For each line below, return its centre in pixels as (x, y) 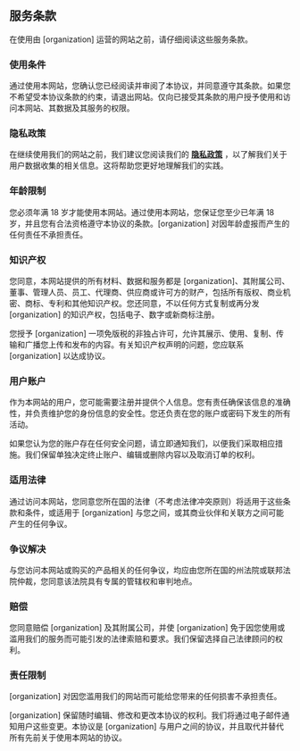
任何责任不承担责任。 (48, 234)
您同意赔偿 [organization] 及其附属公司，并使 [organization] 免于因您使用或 (147, 628)
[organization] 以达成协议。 (59, 356)
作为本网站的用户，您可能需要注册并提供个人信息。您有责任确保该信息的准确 (150, 402)
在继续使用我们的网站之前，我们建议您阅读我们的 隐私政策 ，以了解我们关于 (148, 154)
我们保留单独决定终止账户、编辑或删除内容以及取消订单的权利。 (142, 455)
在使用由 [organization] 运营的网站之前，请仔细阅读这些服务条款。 (131, 39)
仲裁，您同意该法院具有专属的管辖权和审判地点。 (107, 581)
